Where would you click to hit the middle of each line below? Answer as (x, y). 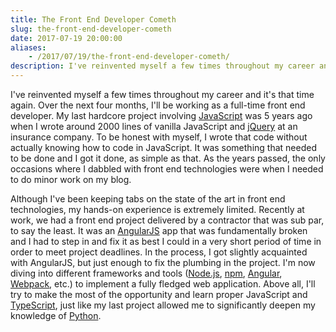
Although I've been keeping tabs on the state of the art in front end (148, 199)
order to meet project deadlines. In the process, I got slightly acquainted (159, 252)
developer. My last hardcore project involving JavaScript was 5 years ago (161, 115)
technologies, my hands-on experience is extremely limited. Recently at (157, 209)
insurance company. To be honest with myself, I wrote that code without (159, 137)
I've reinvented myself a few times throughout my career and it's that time (162, 94)
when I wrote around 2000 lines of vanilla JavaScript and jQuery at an (154, 126)
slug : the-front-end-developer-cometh (91, 29)
